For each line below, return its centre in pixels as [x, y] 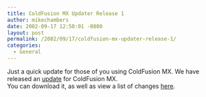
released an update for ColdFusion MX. [62, 78]
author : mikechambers [38, 20]
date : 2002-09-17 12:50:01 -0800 [55, 26]
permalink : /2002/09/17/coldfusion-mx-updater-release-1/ [92, 39]
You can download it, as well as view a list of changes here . [91, 86]
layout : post [26, 33]
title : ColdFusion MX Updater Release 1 [66, 13]
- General [27, 52]
